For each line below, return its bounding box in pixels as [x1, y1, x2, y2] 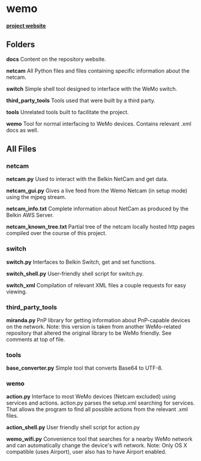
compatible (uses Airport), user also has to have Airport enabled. [6, 448, 167, 456]
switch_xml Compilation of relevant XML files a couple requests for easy [6, 281, 187, 289]
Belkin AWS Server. [6, 212, 54, 219]
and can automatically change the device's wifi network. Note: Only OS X [6, 442, 188, 449]
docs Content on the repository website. [6, 55, 106, 63]
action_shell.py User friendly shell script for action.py [6, 424, 140, 431]
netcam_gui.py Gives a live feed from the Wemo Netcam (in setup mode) [6, 187, 188, 194]
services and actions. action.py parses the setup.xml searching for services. [6, 399, 195, 407]
